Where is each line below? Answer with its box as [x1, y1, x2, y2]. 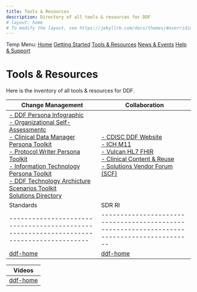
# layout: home [6, 19, 43, 25]
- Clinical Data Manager [9, 133, 76, 141]
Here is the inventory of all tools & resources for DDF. [6, 87, 135, 94]
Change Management [21, 101, 83, 109]
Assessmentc [9, 125, 47, 134]
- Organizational [9, 118, 55, 127]
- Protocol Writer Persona [9, 148, 80, 156]
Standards [9, 201, 38, 209]
